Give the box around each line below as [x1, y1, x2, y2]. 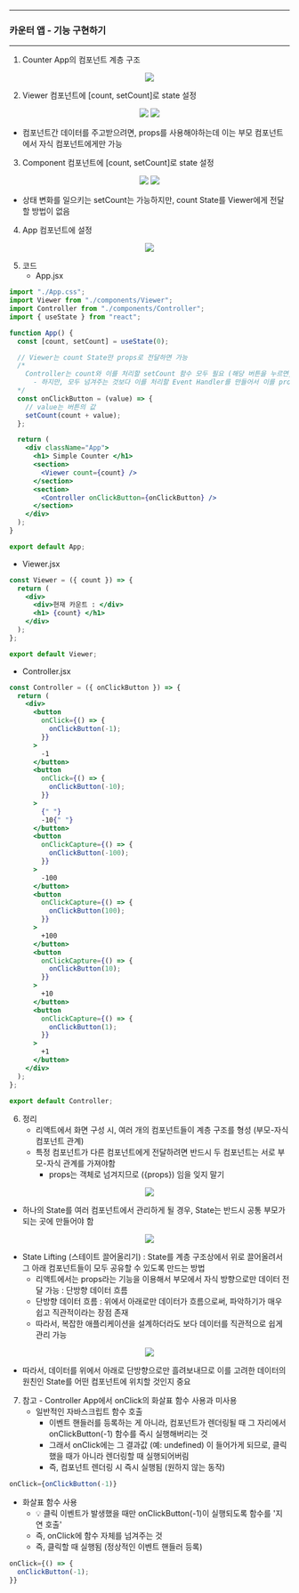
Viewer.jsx [21, 558, 61, 569]
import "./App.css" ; [9, 288, 86, 297]
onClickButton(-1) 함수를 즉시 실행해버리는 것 [48, 1428, 208, 1439]
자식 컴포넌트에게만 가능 [38, 139, 123, 150]
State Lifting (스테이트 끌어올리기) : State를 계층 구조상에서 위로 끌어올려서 [21, 1252, 283, 1263]
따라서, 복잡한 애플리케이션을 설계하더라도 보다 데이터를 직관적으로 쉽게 [35, 1319, 283, 1329]
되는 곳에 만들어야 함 [21, 1216, 94, 1227]
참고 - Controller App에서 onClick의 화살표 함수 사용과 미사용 [21, 1395, 238, 1406]
